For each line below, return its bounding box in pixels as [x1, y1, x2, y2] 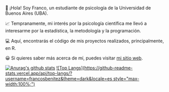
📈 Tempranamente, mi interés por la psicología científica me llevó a [5, 20, 147, 26]
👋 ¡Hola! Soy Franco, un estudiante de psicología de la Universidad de [5, 5, 151, 11]
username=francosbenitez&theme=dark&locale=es [5, 76, 113, 81]
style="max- [113, 76, 140, 81]
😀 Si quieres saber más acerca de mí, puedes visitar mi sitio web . [5, 55, 143, 61]
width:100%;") [5, 81, 36, 87]
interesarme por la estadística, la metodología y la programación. [5, 28, 141, 34]
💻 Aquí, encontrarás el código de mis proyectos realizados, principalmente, [5, 38, 164, 44]
